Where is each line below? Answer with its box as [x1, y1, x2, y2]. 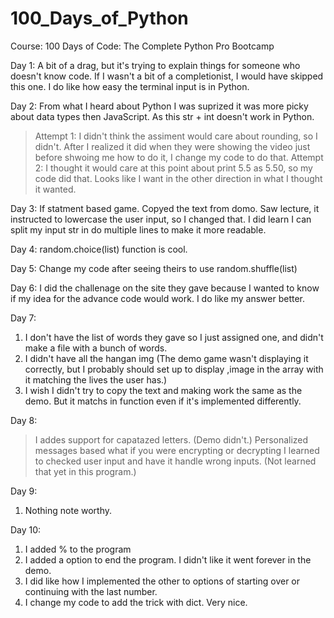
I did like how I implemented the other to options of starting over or [24, 575, 301, 587]
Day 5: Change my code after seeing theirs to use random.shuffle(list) [10, 262, 298, 274]
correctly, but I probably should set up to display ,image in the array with [24, 363, 324, 375]
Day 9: [10, 485, 38, 497]
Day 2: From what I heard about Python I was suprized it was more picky [10, 100, 309, 112]
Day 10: [10, 523, 42, 536]
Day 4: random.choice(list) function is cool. [10, 243, 188, 255]
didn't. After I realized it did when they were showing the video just [34, 140, 311, 152]
